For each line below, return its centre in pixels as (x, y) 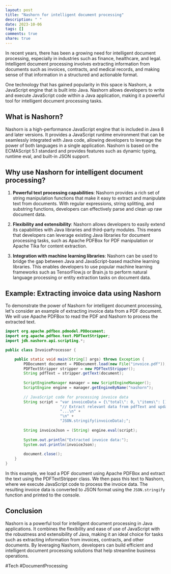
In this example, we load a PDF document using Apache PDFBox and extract (85, 473)
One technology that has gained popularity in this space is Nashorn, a (78, 84)
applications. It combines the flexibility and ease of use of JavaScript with (83, 529)
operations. (17, 556)
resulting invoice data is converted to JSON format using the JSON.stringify (85, 489)
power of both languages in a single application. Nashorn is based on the (82, 145)
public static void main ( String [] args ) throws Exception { (79, 359)
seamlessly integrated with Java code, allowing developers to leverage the (83, 140)
